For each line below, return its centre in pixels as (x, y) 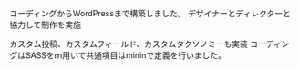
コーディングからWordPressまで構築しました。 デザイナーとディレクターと (150, 13)
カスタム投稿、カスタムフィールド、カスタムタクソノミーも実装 (129, 44)
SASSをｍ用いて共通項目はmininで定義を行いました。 (125, 55)
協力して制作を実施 (46, 25)
